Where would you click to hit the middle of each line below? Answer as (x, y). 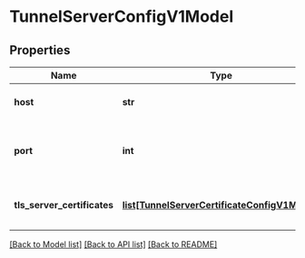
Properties (40, 50)
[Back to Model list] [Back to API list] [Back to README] (113, 244)
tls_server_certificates (64, 205)
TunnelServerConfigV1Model (122, 17)
